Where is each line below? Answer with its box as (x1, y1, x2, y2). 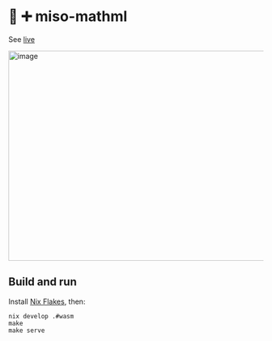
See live (8, 34, 35, 44)
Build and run (8, 275, 77, 289)
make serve (8, 326, 45, 335)
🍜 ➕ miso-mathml (8, 7, 128, 26)
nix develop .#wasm (8, 312, 74, 320)
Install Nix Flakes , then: (8, 297, 86, 306)
